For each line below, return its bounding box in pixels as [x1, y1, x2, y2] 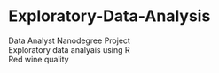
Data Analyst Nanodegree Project [8, 35, 130, 46]
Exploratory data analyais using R [8, 44, 130, 55]
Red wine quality [8, 54, 69, 64]
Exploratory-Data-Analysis [8, 6, 211, 26]
